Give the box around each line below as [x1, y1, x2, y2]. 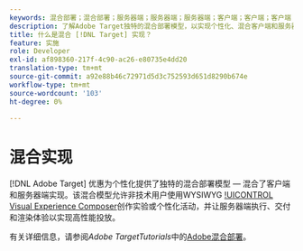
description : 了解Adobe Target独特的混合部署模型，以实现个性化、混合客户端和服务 [9, 22, 292, 31]
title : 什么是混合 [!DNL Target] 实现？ [9, 30, 152, 39]
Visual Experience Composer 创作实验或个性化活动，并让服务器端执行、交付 [9, 200, 291, 212]
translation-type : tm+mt [9, 64, 103, 73]
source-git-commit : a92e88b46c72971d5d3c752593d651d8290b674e [9, 72, 248, 81]
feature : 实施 [9, 38, 60, 48]
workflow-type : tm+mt [9, 80, 91, 89]
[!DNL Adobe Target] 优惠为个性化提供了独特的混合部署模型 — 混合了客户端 [9, 178, 291, 190]
